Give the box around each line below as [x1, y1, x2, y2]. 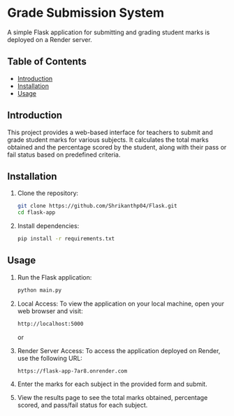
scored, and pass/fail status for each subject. [17, 401, 148, 410]
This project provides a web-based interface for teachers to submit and [7, 128, 213, 136]
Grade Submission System [7, 5, 165, 21]
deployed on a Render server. [7, 35, 92, 43]
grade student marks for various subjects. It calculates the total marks [7, 135, 209, 144]
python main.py [17, 287, 62, 294]
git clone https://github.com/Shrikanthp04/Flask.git [17, 203, 177, 210]
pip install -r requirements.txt [17, 236, 115, 243]
